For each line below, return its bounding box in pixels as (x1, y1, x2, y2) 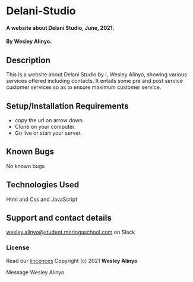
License (6, 243, 30, 252)
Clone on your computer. (14, 123, 76, 130)
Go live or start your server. (14, 129, 82, 137)
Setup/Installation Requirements (6, 101, 129, 111)
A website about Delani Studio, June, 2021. (6, 24, 115, 31)
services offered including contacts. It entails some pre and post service (6, 78, 183, 85)
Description (6, 55, 50, 65)
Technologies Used (6, 180, 79, 190)
